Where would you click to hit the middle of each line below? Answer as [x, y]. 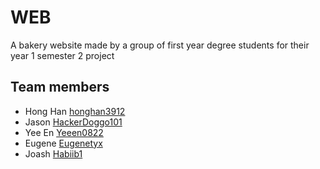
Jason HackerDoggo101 [73, 122]
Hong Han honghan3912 [75, 111]
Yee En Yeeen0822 [64, 132]
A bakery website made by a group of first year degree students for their [160, 45]
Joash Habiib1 [53, 153]
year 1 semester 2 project [62, 55]
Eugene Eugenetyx [63, 143]
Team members [60, 87]
